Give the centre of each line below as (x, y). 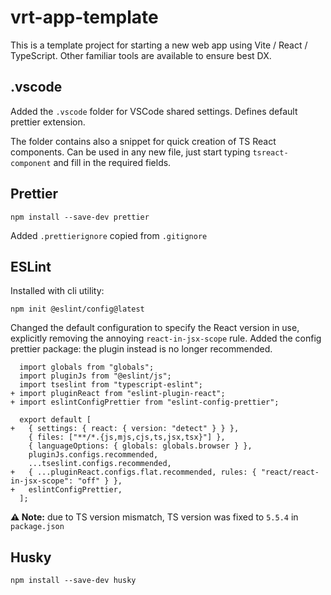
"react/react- (290, 472)
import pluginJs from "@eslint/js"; (95, 376)
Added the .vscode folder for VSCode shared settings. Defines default (154, 111)
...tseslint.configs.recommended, (100, 464)
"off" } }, (100, 481)
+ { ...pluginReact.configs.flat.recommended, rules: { (133, 472)
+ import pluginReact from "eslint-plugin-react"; (118, 394)
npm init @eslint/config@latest (77, 309)
